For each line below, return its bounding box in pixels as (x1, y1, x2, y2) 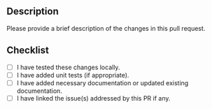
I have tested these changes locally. (16, 63, 120, 71)
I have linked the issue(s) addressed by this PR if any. (16, 94, 171, 102)
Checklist (6, 45, 50, 57)
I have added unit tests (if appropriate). (16, 71, 129, 79)
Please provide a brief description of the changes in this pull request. (6, 24, 206, 32)
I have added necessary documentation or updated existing (16, 78, 189, 87)
